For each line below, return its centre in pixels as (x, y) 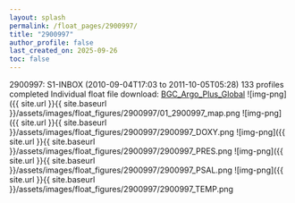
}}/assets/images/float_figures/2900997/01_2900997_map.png (125, 113)
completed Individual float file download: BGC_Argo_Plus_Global (127, 94)
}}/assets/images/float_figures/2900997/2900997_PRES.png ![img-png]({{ (146, 151)
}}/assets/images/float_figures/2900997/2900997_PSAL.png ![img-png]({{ (147, 170)
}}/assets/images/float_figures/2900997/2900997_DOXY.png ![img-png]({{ (147, 132)
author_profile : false (51, 42)
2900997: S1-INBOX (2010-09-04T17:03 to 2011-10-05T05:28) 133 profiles (147, 85)
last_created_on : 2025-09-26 (63, 51)
